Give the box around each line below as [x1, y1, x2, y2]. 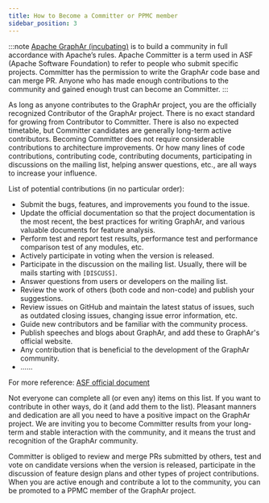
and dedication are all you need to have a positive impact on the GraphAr [8, 410, 251, 419]
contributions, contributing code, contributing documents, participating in [8, 150, 252, 161]
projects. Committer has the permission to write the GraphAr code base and [8, 67, 260, 76]
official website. [19, 336, 73, 346]
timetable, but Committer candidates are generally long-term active [8, 126, 232, 135]
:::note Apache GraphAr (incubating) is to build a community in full [8, 41, 228, 51]
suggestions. [19, 293, 64, 303]
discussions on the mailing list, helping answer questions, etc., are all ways [8, 159, 257, 169]
